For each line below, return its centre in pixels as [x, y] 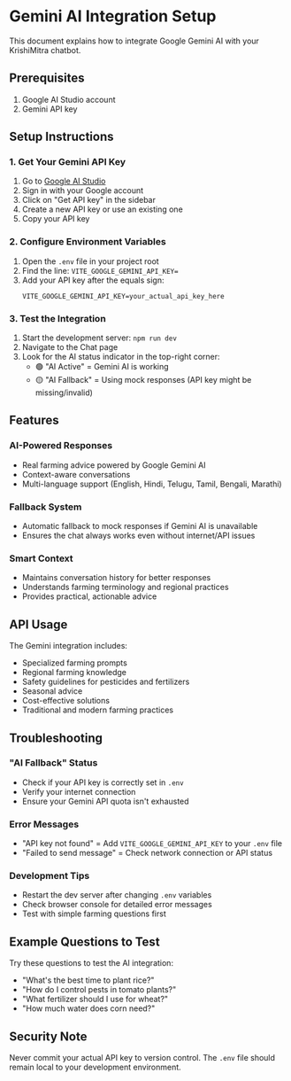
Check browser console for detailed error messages [117, 905]
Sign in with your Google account [83, 191]
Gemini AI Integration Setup [113, 16]
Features [34, 420]
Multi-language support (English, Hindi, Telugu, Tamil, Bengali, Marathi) [152, 484]
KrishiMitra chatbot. [45, 50]
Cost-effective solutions [66, 701]
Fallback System [46, 507]
